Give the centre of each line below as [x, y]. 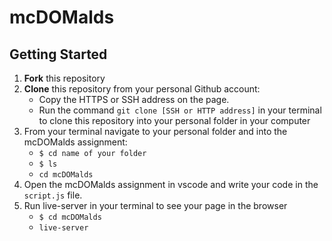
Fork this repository [64, 78]
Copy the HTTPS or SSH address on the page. [134, 99]
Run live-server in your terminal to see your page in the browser [155, 205]
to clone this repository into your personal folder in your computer [174, 120]
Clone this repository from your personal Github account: [142, 89]
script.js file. [53, 195]
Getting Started [58, 54]
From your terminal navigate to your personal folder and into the [155, 131]
